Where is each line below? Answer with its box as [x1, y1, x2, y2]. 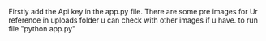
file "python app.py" [8, 24, 76, 33]
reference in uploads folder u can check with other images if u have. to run [8, 15, 258, 25]
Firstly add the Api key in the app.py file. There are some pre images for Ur [8, 7, 258, 16]
